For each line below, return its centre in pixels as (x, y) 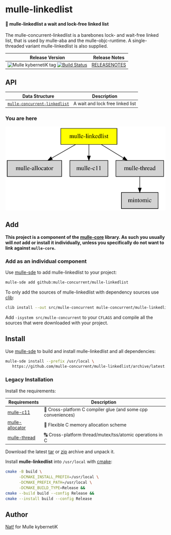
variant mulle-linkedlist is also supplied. (67, 46)
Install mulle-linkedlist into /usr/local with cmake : (59, 462)
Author (17, 515)
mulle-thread (21, 437)
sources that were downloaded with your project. (57, 323)
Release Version (47, 57)
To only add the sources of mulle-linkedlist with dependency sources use (82, 292)
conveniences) (60, 415)
